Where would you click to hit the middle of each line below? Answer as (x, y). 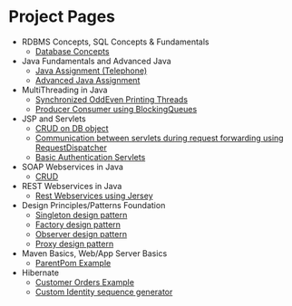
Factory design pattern (78, 225)
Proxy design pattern (74, 244)
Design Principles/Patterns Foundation (93, 205)
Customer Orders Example (85, 282)
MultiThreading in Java (64, 90)
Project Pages (62, 17)
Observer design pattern (81, 234)
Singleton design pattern (81, 215)
